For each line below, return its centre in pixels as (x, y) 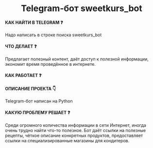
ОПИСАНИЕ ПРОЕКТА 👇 (31, 89)
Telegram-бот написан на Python (39, 101)
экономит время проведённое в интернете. (50, 64)
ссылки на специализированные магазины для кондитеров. (67, 140)
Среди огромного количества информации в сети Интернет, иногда (76, 125)
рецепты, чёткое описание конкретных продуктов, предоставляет (74, 135)
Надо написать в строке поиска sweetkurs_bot (53, 35)
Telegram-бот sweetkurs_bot (82, 8)
